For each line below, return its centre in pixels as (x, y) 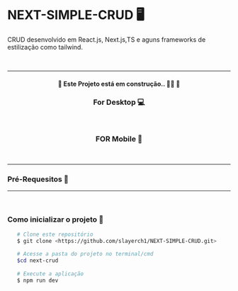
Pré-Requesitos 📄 (38, 179)
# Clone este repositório (55, 234)
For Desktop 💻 (119, 103)
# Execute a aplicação (50, 274)
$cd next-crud (38, 261)
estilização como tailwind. (45, 47)
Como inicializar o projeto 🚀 (56, 219)
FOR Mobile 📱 (119, 139)
